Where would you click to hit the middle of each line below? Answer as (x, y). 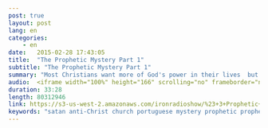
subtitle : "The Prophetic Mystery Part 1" (80, 68)
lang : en (23, 30)
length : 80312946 (37, 97)
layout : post (30, 23)
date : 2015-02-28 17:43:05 (57, 52)
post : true (26, 16)
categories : (28, 38)
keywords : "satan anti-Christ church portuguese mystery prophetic (123, 112)
